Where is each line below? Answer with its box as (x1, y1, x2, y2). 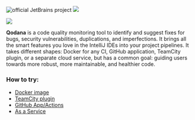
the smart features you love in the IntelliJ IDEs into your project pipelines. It (6, 42, 189, 49)
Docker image (14, 89, 49, 96)
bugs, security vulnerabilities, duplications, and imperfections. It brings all (6, 36, 187, 42)
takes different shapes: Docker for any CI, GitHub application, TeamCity (6, 48, 181, 55)
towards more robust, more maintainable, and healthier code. (6, 61, 156, 68)
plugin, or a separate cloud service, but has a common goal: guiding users (6, 54, 188, 61)
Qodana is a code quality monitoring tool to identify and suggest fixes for (6, 29, 185, 36)
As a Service (14, 108, 46, 115)
